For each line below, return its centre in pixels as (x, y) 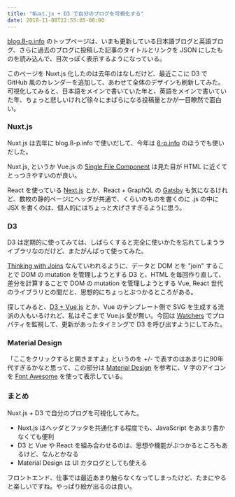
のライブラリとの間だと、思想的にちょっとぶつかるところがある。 (102, 292)
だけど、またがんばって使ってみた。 (95, 251)
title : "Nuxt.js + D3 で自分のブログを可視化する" (76, 14)
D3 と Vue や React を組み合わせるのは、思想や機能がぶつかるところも (119, 445)
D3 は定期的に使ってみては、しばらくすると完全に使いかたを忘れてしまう (113, 243)
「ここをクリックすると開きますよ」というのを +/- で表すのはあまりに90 (113, 359)
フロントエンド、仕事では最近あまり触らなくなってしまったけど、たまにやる (117, 477)
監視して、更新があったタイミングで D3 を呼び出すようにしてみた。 (129, 324)
